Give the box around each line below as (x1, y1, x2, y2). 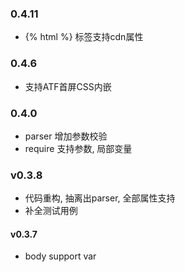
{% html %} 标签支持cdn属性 (24, 31, 144, 43)
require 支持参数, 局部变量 (24, 142, 133, 154)
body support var (24, 250, 97, 262)
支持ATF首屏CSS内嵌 (24, 80, 112, 92)
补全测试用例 (24, 205, 78, 217)
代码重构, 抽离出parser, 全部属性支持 (24, 192, 176, 204)
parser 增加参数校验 (24, 130, 108, 142)
